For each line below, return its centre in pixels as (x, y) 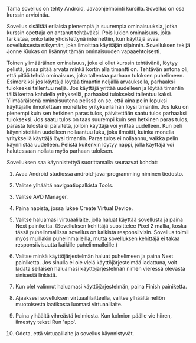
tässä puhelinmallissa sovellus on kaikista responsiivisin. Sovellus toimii (102, 232)
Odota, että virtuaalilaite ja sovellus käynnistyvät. (75, 333)
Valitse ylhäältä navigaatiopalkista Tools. (64, 185)
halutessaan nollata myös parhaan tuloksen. (60, 151)
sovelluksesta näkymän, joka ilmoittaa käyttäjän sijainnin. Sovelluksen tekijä (99, 45)
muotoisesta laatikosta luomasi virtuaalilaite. (69, 304)
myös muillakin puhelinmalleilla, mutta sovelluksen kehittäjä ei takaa (97, 238)
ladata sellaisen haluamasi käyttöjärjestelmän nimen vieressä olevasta (100, 269)
